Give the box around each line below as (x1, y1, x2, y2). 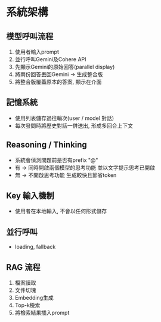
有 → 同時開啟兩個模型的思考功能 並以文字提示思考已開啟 (14, 164, 155, 171)
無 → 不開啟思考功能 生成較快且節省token (14, 171, 117, 179)
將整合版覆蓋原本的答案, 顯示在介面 (14, 79, 102, 85)
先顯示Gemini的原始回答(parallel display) (14, 64, 115, 70)
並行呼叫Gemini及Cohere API (14, 56, 86, 63)
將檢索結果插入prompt (14, 309, 70, 317)
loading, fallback (14, 243, 56, 251)
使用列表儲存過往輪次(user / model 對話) (14, 115, 114, 122)
